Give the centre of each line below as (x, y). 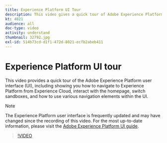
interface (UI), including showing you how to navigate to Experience (75, 85)
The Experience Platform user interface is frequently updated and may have (83, 115)
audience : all (20, 24)
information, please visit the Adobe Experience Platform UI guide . (72, 126)
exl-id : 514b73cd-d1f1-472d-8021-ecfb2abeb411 (54, 42)
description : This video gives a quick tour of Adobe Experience (74, 14)
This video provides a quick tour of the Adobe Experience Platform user (79, 80)
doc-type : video (22, 28)
